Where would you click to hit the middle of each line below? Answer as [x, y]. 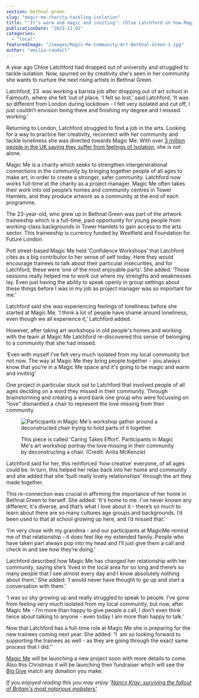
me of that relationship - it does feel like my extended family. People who [95, 537]
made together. [25, 482]
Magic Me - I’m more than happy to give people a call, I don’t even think [94, 610]
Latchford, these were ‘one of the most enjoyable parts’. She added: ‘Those [98, 269]
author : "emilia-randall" [38, 50]
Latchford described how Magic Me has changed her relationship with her [97, 560]
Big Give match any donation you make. [54, 671]
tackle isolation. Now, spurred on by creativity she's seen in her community [98, 73]
